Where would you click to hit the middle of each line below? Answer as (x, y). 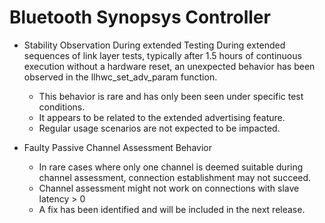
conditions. (62, 107)
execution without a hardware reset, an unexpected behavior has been (169, 66)
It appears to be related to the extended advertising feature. (162, 117)
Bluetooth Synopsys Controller (140, 17)
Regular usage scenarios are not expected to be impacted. (159, 128)
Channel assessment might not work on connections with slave (169, 188)
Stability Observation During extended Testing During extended (154, 45)
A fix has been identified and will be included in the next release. (172, 209)
